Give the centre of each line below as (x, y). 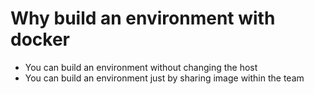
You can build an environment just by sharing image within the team (164, 78)
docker (40, 39)
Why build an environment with (143, 18)
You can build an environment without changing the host (141, 67)
